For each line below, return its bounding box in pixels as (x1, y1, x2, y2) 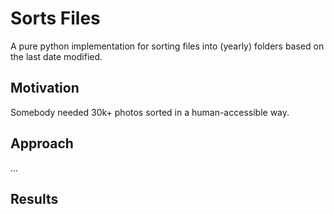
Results (10, 190, 59, 207)
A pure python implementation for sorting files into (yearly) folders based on (10, 40, 325, 52)
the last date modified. (10, 50, 103, 62)
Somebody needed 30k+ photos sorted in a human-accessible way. (10, 106, 290, 118)
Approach (10, 135, 74, 152)
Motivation (10, 80, 80, 97)
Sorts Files (10, 7, 101, 30)
